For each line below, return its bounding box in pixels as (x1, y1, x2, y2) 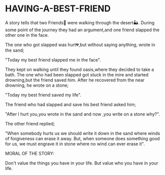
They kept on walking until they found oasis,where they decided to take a (5, 66, 154, 72)
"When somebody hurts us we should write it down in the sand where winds (5, 130, 161, 136)
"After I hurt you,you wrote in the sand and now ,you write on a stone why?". (5, 111, 160, 117)
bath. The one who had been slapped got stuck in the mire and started (5, 71, 149, 77)
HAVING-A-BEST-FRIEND (5, 3, 111, 14)
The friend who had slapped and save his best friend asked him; (5, 101, 136, 107)
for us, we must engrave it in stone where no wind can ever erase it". (5, 141, 145, 147)
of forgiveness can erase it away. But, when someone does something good (5, 135, 160, 141)
